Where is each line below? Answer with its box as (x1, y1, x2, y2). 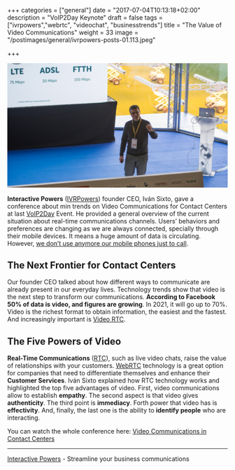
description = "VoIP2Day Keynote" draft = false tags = (7, 13, 163, 22)
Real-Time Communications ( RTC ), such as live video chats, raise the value (7, 354, 227, 363)
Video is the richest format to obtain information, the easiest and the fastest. (7, 307, 227, 316)
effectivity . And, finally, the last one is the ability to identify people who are (7, 406, 226, 415)
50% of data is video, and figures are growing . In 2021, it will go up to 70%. (7, 300, 227, 309)
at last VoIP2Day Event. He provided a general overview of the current (7, 209, 210, 218)
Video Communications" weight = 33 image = (7, 28, 138, 36)
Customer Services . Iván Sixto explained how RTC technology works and (7, 376, 220, 385)
